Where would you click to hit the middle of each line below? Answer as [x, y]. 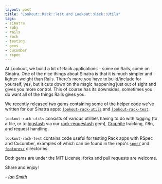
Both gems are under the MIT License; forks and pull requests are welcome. [81, 158]
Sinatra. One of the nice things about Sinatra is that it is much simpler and [79, 74]
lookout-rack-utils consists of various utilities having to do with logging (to [81, 119]
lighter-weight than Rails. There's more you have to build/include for [73, 79]
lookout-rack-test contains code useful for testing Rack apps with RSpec [79, 138]
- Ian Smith [16, 177]
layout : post [18, 9]
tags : [10, 18]
